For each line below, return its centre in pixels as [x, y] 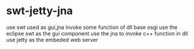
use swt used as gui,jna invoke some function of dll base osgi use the [92, 27]
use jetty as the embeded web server [52, 40]
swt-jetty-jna [40, 11]
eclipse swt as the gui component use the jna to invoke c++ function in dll [97, 33]
